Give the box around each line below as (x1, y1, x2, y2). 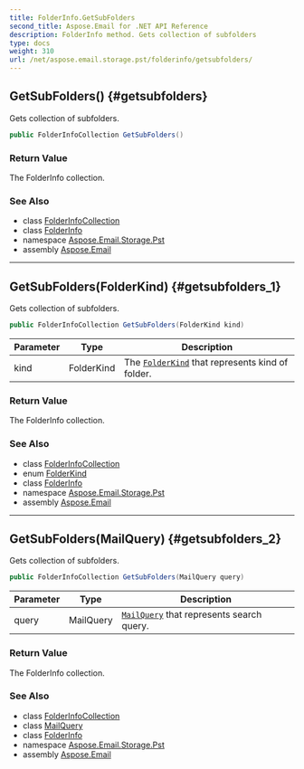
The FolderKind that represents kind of (123, 356, 289, 368)
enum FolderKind (22, 468, 88, 479)
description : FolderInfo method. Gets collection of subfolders (9, 30, 257, 39)
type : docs (9, 38, 51, 48)
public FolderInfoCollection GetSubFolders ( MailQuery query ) (9, 573, 245, 582)
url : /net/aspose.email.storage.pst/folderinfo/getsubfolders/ (9, 55, 253, 64)
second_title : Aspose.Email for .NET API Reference (9, 22, 208, 31)
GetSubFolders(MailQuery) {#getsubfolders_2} (9, 531, 282, 546)
